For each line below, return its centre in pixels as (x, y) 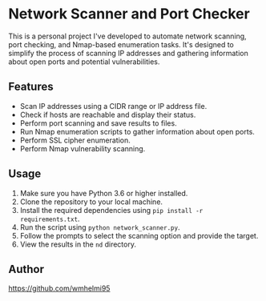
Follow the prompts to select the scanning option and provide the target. (139, 235)
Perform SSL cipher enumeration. (75, 140)
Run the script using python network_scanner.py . (100, 227)
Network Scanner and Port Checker (129, 14)
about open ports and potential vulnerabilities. (84, 62)
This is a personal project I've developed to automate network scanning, (127, 36)
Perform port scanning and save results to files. (99, 123)
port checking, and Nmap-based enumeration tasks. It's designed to (121, 44)
